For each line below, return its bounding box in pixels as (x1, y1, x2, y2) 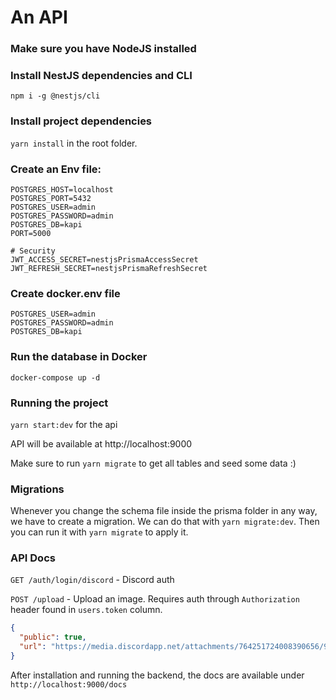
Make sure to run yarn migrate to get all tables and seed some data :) (10, 457, 297, 469)
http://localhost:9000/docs (10, 679, 128, 690)
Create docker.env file (10, 286, 121, 300)
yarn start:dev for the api (10, 418, 118, 430)
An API (10, 6, 68, 29)
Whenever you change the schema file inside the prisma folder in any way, (10, 505, 318, 517)
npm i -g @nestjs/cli (10, 91, 101, 101)
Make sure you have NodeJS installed (10, 42, 197, 56)
